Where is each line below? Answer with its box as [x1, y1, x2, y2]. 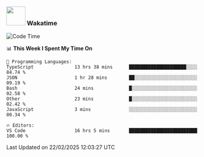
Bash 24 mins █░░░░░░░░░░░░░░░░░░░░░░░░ [6, 85, 198, 92]
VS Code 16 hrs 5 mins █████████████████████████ [6, 128, 198, 134]
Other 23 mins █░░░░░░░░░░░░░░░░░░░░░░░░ [6, 96, 198, 102]
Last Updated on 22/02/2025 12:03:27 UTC [6, 144, 115, 151]
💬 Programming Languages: [6, 59, 72, 65]
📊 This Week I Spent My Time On [6, 45, 93, 52]
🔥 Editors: [6, 122, 35, 129]
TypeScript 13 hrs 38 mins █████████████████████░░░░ [6, 64, 198, 70]
